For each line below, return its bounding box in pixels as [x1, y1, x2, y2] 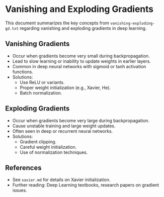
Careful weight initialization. [19, 144, 77, 150]
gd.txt [5, 26, 19, 31]
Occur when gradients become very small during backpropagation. [12, 53, 150, 59]
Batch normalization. [19, 90, 62, 96]
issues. [12, 188, 27, 194]
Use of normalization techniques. [19, 149, 88, 155]
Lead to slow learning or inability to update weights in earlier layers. [12, 58, 151, 64]
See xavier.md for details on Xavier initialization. [12, 177, 111, 183]
